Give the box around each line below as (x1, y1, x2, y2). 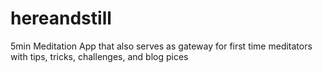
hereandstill (10, 7, 112, 30)
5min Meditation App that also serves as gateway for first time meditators (10, 40, 313, 52)
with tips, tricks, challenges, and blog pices (10, 50, 189, 62)
